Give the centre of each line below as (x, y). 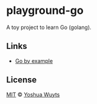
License (22, 80)
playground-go (45, 11)
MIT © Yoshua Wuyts (33, 94)
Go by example (34, 60)
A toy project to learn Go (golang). (49, 27)
